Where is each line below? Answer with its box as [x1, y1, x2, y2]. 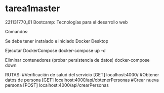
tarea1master [5, 3, 60, 14]
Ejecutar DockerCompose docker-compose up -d [5, 47, 106, 53]
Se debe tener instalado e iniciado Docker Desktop [5, 38, 109, 44]
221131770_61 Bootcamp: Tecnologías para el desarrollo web [5, 19, 128, 25]
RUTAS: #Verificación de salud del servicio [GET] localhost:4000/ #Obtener [5, 71, 160, 77]
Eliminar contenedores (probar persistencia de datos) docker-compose [5, 57, 150, 63]
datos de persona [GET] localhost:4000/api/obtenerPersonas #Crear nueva [5, 77, 159, 83]
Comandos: [5, 28, 29, 34]
